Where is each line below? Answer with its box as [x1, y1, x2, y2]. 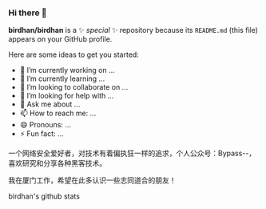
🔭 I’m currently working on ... [19, 66, 115, 75]
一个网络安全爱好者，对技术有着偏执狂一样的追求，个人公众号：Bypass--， [8, 148, 256, 159]
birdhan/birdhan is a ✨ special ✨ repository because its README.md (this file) [8, 26, 258, 35]
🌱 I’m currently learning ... [19, 74, 105, 83]
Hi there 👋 [8, 7, 48, 18]
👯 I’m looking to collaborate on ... [19, 82, 129, 92]
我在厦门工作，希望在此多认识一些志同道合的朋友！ [8, 175, 177, 185]
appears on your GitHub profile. [8, 34, 113, 44]
